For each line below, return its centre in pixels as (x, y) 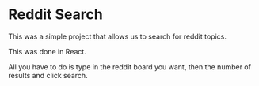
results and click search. (48, 75)
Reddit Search (55, 15)
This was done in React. (48, 51)
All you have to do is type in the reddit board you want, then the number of (130, 67)
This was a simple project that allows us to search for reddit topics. (118, 36)
